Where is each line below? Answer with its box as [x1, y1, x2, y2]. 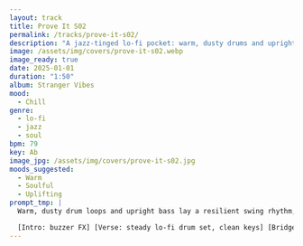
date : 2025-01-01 [9, 64, 75, 73]
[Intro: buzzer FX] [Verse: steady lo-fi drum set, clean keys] [17, 222, 264, 232]
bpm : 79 [9, 139, 39, 148]
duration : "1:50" [9, 72, 75, 81]
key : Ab [9, 147, 39, 156]
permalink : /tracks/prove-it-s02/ [9, 30, 140, 39]
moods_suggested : [9, 165, 75, 174]
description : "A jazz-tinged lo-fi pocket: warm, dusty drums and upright [9, 38, 297, 48]
